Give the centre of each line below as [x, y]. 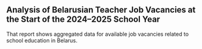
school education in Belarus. [42, 40]
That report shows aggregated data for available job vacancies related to [98, 34]
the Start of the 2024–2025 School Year [83, 20]
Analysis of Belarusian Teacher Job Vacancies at [101, 10]
